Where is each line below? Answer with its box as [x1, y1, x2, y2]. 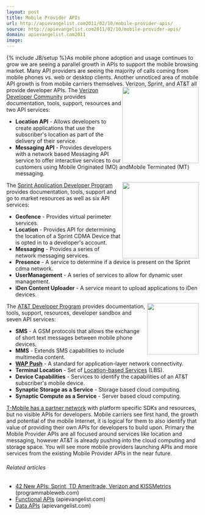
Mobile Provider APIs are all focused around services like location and [6, 430, 182, 437]
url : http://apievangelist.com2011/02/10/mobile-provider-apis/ [6, 20, 173, 26]
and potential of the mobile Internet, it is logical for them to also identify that [6, 417, 197, 425]
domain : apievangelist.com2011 [6, 32, 86, 38]
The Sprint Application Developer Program [6, 181, 113, 189]
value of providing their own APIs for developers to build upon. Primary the [6, 424, 195, 431]
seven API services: [6, 316, 56, 323]
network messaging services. [15, 252, 90, 259]
